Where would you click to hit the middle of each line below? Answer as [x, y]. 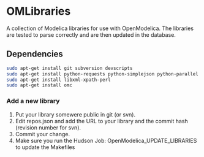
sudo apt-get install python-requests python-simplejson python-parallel [103, 74]
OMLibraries [39, 11]
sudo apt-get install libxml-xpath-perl [59, 80]
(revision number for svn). [48, 128]
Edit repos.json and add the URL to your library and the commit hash [101, 121]
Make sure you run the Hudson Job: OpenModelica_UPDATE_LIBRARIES [106, 140]
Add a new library [33, 101]
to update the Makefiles [45, 147]
